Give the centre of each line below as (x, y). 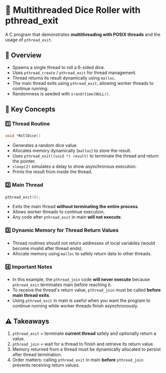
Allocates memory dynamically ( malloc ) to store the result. (72, 150)
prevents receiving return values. (46, 365)
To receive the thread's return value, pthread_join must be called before (86, 290)
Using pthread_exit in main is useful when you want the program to (81, 300)
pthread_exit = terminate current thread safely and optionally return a (84, 333)
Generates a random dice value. (45, 146)
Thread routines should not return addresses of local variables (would (83, 243)
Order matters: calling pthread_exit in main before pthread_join (78, 360)
